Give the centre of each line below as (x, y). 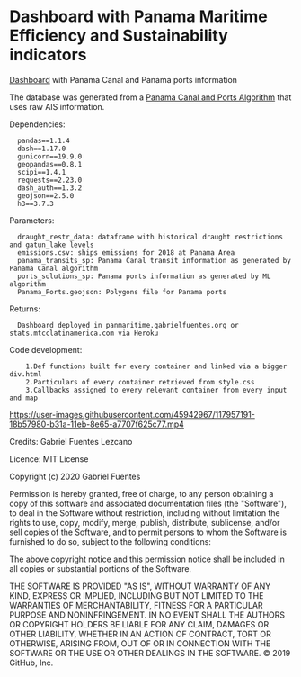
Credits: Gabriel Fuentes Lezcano (71, 441)
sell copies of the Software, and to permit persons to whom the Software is (148, 532)
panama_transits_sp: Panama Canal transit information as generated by (155, 260)
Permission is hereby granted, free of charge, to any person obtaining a (142, 493)
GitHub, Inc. (31, 663)
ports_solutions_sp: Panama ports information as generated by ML (144, 276)
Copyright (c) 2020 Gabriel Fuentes (75, 476)
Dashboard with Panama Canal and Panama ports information (124, 79)
